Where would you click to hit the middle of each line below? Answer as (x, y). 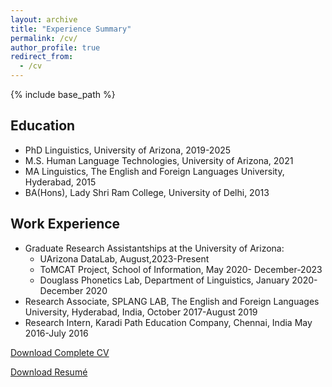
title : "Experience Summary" (71, 29)
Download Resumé (49, 372)
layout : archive (44, 19)
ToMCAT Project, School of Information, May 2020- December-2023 (181, 269)
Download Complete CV (60, 352)
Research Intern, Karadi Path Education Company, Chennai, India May (168, 322)
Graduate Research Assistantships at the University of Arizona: (154, 248)
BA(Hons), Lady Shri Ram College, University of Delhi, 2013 (147, 192)
